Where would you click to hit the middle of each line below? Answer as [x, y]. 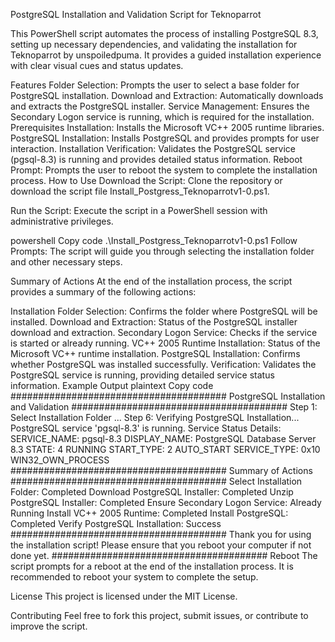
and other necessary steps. [66, 262]
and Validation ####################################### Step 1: [164, 407]
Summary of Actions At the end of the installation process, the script [151, 281]
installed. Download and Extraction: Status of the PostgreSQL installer [154, 322]
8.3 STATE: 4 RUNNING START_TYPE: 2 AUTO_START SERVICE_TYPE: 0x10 [165, 449]
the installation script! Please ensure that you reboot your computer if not [161, 545]
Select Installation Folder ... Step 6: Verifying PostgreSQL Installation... [155, 417]
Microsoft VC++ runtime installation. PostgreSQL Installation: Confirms [155, 353]
